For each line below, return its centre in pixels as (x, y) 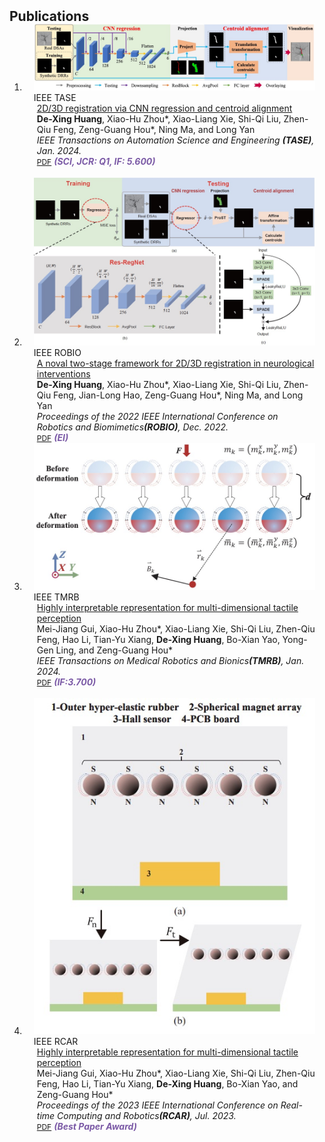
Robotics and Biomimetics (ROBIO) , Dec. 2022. (132, 427)
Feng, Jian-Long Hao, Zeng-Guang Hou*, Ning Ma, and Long (178, 395)
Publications (49, 16)
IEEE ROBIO (57, 353)
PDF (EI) (52, 438)
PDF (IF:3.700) (66, 682)
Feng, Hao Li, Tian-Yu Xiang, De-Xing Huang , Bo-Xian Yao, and (167, 1083)
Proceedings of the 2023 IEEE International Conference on (157, 1105)
